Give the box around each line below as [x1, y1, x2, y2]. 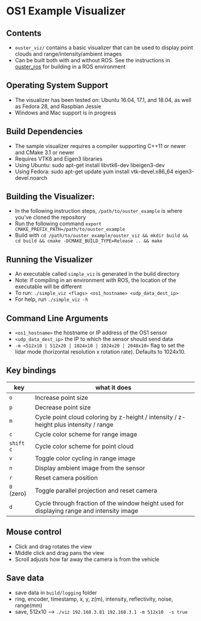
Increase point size [35, 393, 89, 402]
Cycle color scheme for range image [35, 430, 138, 438]
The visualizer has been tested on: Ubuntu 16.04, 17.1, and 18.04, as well [14, 96, 191, 103]
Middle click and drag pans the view [14, 549, 105, 556]
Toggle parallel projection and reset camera [35, 486, 157, 495]
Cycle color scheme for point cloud [35, 442, 133, 450]
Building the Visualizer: [6, 192, 95, 202]
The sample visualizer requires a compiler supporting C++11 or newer [14, 142, 187, 149]
